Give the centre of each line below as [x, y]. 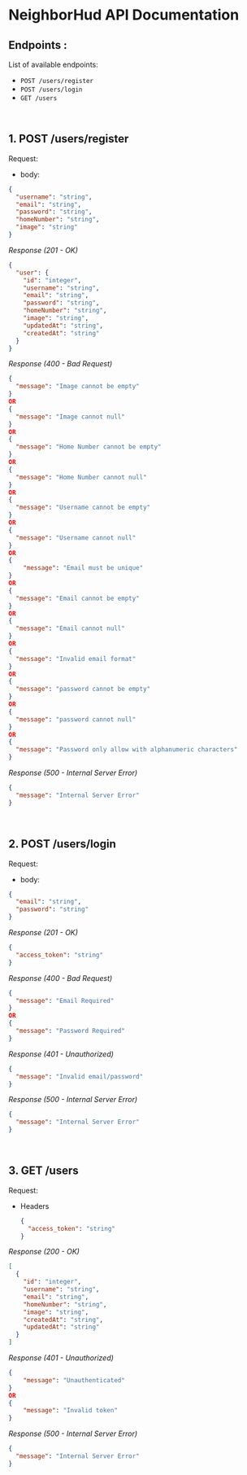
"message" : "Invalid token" [70, 1411]
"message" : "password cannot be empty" [83, 689]
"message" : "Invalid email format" [76, 659]
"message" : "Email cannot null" [71, 628]
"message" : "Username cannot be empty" [83, 508]
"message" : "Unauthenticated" [74, 1380]
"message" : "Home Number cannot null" [82, 477]
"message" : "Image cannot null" [71, 417]
